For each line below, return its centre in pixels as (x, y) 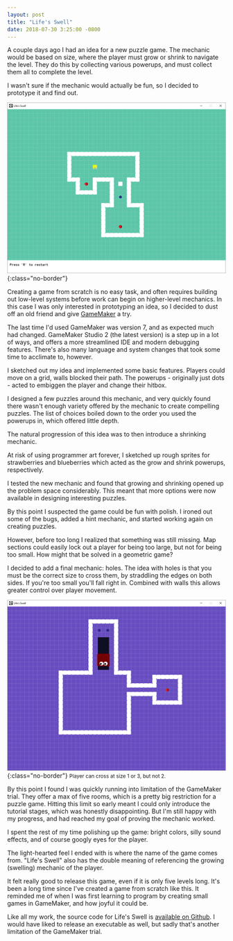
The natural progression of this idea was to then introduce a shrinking (107, 434)
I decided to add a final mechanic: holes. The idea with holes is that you (110, 568)
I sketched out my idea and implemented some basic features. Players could (116, 370)
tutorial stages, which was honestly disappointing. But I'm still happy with (112, 811)
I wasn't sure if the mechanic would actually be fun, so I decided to (103, 85)
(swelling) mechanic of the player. (55, 867)
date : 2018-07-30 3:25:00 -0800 (54, 29)
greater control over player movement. (62, 590)
